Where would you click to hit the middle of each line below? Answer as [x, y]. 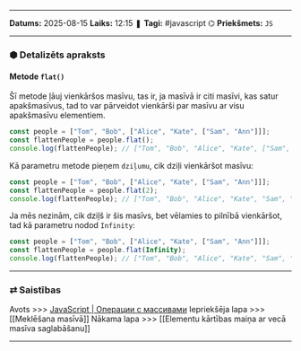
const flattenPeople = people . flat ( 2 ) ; [84, 190]
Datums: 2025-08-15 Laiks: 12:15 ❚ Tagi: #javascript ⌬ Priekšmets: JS [141, 23]
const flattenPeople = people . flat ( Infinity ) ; [98, 250]
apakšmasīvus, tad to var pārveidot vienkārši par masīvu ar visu [127, 106]
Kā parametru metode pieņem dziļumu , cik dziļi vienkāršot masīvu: [131, 165]
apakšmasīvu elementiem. [57, 115]
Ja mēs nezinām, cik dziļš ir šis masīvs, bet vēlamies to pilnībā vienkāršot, [146, 215]
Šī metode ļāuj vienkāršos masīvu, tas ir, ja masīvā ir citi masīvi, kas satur [144, 96]
